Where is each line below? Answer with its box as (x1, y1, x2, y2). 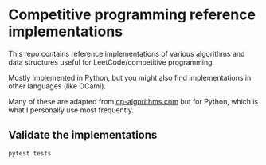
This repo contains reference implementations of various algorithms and (8, 49, 245, 58)
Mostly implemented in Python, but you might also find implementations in (8, 73, 252, 82)
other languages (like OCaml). (8, 81, 106, 91)
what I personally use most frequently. (8, 105, 134, 115)
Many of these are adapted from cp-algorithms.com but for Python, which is (8, 96, 259, 106)
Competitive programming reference (8, 6, 256, 24)
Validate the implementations (8, 128, 158, 142)
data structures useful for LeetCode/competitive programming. (8, 57, 215, 67)
